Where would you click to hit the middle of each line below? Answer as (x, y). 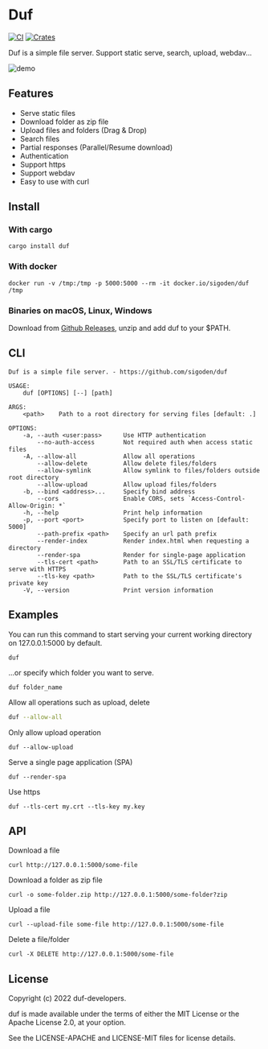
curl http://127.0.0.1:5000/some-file (73, 865)
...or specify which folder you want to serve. (81, 672)
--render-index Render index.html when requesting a (143, 541)
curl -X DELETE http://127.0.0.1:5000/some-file (91, 954)
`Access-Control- (217, 498)
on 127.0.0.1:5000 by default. (55, 642)
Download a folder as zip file (55, 880)
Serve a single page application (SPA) (71, 762)
